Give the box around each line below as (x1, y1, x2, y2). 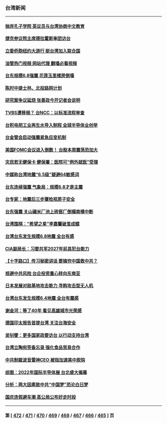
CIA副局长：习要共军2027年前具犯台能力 (5, 246, 89, 252)
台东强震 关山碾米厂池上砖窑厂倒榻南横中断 (5, 208, 93, 214)
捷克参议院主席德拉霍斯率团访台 (5, 35, 71, 41)
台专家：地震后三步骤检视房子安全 (5, 196, 75, 202)
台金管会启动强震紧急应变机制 (5, 134, 66, 140)
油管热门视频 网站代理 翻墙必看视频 (5, 60, 77, 66)
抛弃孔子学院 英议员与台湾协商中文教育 (5, 23, 85, 29)
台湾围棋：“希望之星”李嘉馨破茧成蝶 (5, 221, 80, 227)
